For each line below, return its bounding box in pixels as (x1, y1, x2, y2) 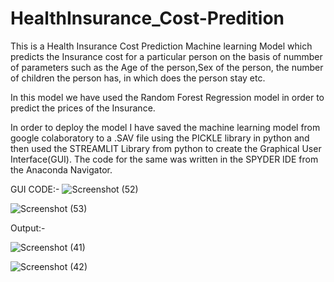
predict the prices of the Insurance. (10, 102, 156, 114)
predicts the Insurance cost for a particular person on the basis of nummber (10, 50, 323, 62)
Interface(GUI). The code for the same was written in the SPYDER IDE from (10, 153, 319, 165)
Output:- (10, 222, 46, 234)
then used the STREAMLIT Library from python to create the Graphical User (10, 142, 322, 154)
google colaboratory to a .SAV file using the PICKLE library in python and (10, 132, 310, 144)
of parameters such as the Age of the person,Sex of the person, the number (10, 61, 324, 73)
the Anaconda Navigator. (10, 163, 113, 176)
